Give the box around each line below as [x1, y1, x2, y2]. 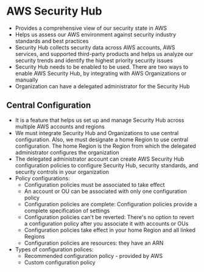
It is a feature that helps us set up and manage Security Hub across [15, 116, 185, 124]
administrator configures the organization [15, 148, 120, 156]
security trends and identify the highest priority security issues [15, 57, 174, 64]
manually [15, 76, 38, 83]
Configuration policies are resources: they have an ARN [24, 239, 164, 246]
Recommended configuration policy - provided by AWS [24, 252, 163, 259]
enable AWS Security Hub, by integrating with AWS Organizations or [15, 69, 187, 77]
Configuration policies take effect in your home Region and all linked [24, 226, 196, 234]
